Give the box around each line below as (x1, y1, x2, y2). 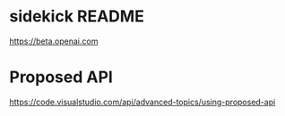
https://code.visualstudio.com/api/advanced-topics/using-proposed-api (9, 96, 276, 107)
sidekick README (9, 6, 145, 27)
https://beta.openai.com (9, 36, 99, 46)
